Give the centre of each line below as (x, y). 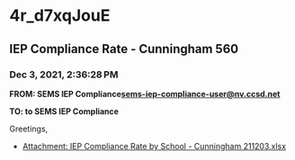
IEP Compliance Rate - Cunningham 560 (124, 49)
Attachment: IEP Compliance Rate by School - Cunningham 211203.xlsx (154, 146)
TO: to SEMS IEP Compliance (64, 111)
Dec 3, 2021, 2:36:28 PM (64, 75)
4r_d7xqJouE (60, 16)
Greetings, (29, 129)
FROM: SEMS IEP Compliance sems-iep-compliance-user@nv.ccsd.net (145, 93)
